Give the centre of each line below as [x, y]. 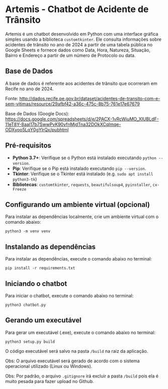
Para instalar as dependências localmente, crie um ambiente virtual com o [82, 217]
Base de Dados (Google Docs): [37, 113]
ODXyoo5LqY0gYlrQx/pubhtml [37, 129]
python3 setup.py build [30, 342]
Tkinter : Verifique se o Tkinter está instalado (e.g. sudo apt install [83, 174]
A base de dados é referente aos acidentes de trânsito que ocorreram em [81, 83]
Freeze [19, 189]
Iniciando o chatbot [36, 283]
